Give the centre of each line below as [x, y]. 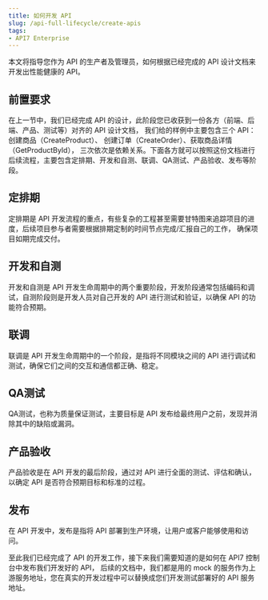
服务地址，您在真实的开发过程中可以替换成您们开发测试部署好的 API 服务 [135, 578]
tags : [17, 30]
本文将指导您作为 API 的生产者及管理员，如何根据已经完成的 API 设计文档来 [132, 62]
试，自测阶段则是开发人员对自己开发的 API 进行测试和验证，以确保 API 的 [129, 297]
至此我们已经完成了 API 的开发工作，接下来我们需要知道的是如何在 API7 [126, 558]
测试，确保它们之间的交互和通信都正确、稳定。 [85, 366]
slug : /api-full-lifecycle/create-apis [75, 23]
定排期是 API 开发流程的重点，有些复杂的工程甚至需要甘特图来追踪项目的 [128, 218]
